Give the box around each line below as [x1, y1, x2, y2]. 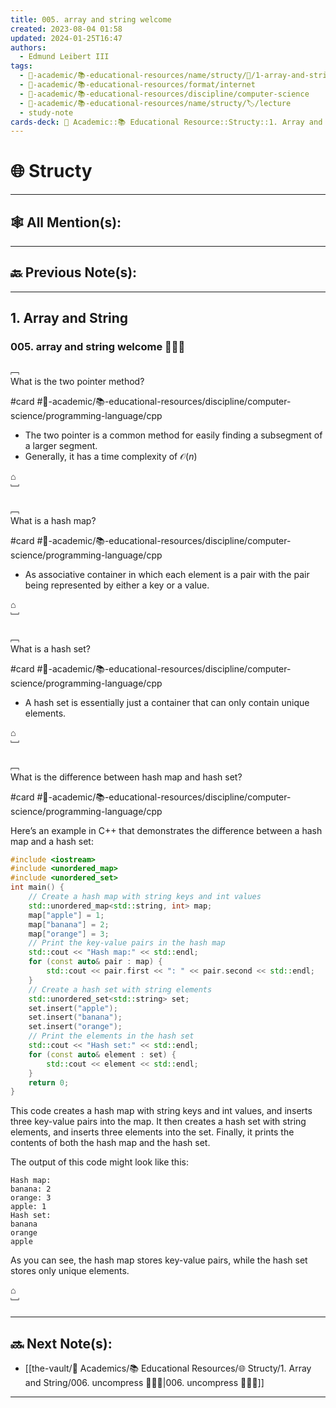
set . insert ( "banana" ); [28, 1012, 123, 1023]
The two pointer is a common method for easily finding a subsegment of [24, 429, 323, 441]
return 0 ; [28, 1077, 70, 1088]
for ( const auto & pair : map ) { [28, 957, 163, 967]
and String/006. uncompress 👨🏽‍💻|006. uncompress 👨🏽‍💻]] [24, 1377, 265, 1389]
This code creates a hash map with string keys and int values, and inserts [10, 1105, 313, 1117]
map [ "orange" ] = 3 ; [28, 929, 110, 939]
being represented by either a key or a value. [24, 579, 210, 591]
